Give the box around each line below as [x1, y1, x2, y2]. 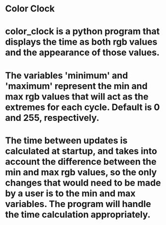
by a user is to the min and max [5, 188, 136, 199]
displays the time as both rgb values [5, 36, 158, 48]
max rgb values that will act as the [5, 91, 149, 102]
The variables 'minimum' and [5, 70, 128, 81]
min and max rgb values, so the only [5, 166, 157, 178]
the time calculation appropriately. [5, 209, 151, 220]
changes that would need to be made [5, 177, 162, 188]
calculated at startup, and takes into [5, 145, 158, 157]
